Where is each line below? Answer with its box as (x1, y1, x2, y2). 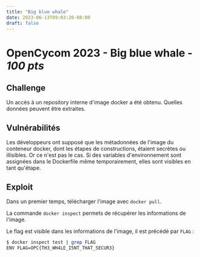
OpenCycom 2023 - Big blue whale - (6, 46, 193, 60)
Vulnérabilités (6, 122, 60, 133)
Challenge (6, 83, 46, 93)
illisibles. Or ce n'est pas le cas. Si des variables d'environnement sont (6, 151, 182, 159)
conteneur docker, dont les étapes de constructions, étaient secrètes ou (6, 145, 186, 153)
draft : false (6, 20, 39, 26)
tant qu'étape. (6, 164, 41, 172)
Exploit (6, 182, 33, 192)
